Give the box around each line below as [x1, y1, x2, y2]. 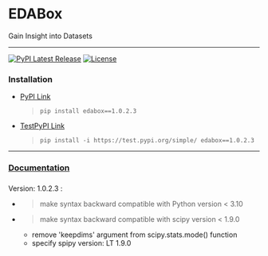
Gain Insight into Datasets [8, 31, 93, 41]
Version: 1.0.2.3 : [8, 184, 63, 193]
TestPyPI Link [19, 121, 65, 131]
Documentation [8, 162, 70, 173]
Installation [8, 73, 53, 84]
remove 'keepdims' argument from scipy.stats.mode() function [31, 230, 238, 239]
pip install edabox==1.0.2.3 [39, 107, 137, 115]
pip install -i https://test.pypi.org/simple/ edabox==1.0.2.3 [39, 137, 255, 145]
